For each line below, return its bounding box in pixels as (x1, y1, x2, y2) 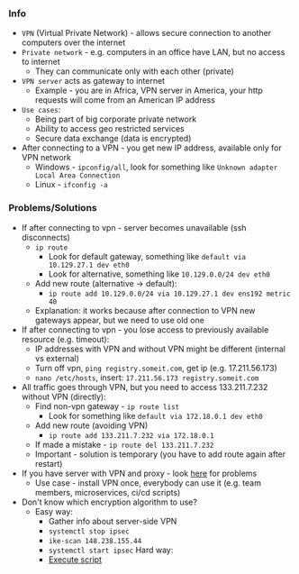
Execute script (48, 553, 103, 565)
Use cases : (21, 105, 61, 115)
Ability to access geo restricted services (34, 123, 186, 134)
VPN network (21, 152, 71, 163)
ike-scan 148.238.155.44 (48, 536, 142, 545)
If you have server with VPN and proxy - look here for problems (21, 468, 258, 478)
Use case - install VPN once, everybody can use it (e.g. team (34, 477, 262, 488)
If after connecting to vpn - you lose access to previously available (21, 323, 269, 335)
